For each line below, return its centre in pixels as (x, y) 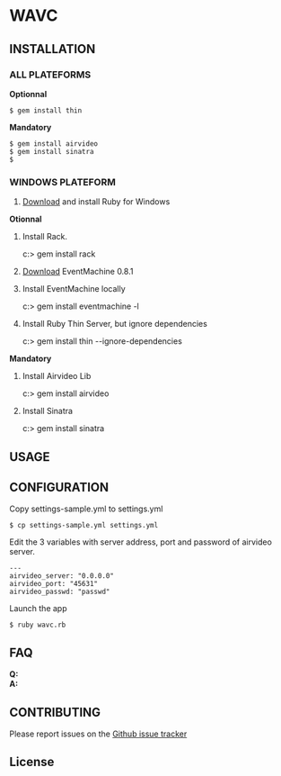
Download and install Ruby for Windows (96, 202)
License (32, 762)
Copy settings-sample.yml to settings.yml (86, 509)
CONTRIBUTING (55, 712)
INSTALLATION (53, 49)
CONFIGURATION (59, 487)
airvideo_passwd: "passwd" (60, 592)
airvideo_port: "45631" (54, 584)
